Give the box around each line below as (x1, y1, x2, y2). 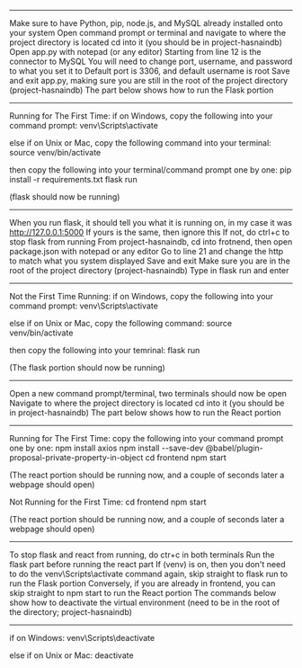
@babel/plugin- (205, 442, 263, 453)
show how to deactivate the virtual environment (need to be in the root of (9, 597, 280, 608)
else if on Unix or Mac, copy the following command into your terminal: (9, 138, 271, 148)
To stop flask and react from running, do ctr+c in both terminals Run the (9, 549, 275, 560)
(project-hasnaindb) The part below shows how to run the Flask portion (9, 85, 274, 95)
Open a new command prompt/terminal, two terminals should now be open (9, 388, 288, 398)
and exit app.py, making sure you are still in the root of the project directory (9, 76, 289, 85)
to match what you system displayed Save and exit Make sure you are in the (9, 255, 290, 266)
